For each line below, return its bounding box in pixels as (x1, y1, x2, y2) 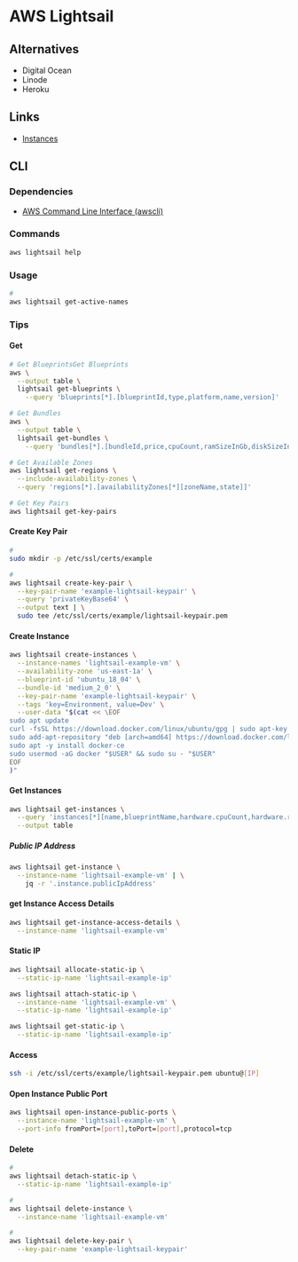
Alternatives (9, 42, 80, 57)
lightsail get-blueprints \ (17, 384, 122, 394)
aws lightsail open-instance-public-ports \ (9, 1108, 176, 1117)
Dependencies (9, 185, 74, 198)
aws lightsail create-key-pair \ (9, 579, 133, 588)
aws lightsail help (9, 248, 82, 256)
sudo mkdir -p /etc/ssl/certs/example (9, 554, 153, 563)
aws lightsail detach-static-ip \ (9, 1171, 137, 1181)
